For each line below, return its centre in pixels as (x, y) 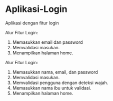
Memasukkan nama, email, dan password (55, 72)
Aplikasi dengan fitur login (32, 23)
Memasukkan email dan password (48, 42)
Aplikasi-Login (36, 9)
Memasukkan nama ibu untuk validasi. (52, 88)
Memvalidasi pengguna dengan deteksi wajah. (60, 83)
